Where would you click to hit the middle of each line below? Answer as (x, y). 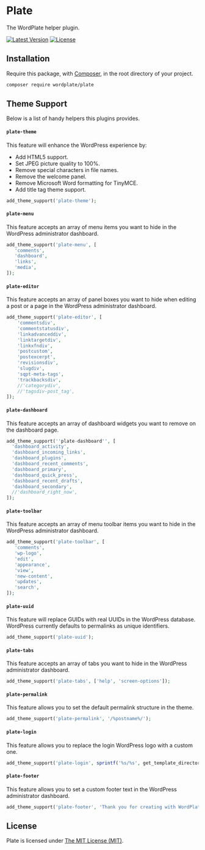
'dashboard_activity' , (41, 447)
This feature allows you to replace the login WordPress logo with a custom (100, 745)
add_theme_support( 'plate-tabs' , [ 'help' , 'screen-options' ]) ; (88, 681)
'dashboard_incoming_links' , (49, 453)
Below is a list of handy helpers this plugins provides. (73, 118)
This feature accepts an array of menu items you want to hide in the (92, 227)
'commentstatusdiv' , (43, 328)
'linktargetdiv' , (39, 340)
